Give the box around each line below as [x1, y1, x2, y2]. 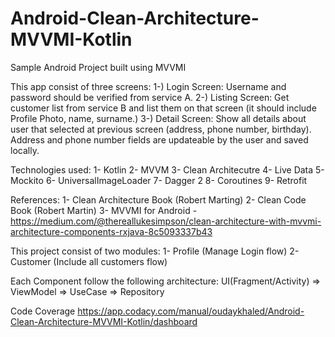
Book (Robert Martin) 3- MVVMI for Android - [10, 204, 198, 216]
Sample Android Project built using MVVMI [10, 61, 187, 73]
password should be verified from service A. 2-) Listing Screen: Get [10, 91, 290, 103]
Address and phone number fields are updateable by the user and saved [10, 133, 309, 146]
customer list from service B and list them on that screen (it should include [10, 102, 317, 114]
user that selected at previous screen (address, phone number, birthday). [10, 123, 312, 135]
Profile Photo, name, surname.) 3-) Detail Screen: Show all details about [10, 112, 307, 124]
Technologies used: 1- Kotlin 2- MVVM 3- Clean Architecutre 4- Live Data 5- [10, 163, 325, 176]
